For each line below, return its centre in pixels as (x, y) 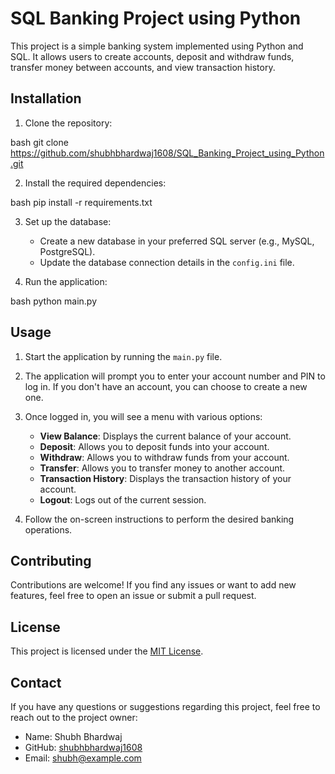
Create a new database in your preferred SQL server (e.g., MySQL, (177, 241)
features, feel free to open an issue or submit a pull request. (133, 596)
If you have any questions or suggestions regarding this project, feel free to (165, 706)
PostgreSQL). (67, 251)
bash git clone (39, 142)
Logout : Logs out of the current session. (123, 499)
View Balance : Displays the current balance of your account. (165, 436)
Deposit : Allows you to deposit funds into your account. (154, 446)
